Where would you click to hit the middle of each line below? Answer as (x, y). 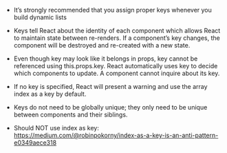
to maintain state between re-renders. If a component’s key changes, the (117, 38)
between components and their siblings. (71, 114)
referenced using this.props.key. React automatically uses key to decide (116, 66)
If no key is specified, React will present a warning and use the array (110, 86)
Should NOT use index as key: (56, 128)
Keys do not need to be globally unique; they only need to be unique (110, 107)
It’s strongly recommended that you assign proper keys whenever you (112, 10)
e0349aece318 (35, 143)
